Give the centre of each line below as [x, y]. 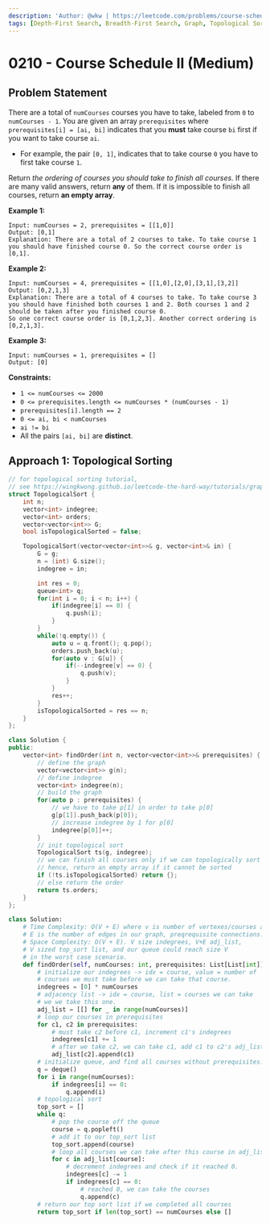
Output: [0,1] [32, 232]
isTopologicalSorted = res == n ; [93, 711]
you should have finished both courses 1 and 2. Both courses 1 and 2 [129, 304]
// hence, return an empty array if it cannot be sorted [134, 868]
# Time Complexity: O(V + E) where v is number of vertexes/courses [140, 927]
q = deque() [57, 1069]
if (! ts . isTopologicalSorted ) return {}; [108, 875]
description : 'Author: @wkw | [59, 16]
